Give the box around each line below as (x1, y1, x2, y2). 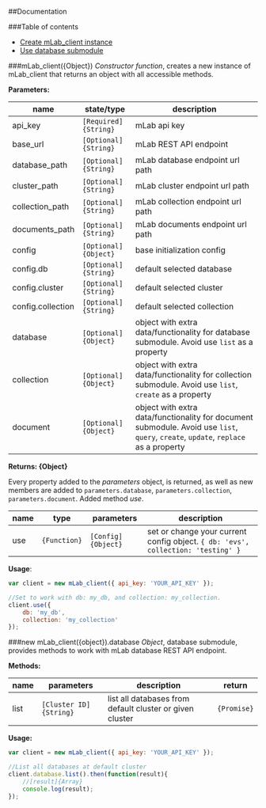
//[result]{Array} (22, 777, 83, 786)
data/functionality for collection (135, 370, 252, 380)
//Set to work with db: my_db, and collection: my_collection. (8, 594, 222, 601)
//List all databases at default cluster (8, 763, 147, 771)
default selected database (135, 264, 232, 274)
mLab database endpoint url (135, 154, 240, 165)
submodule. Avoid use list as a (135, 336, 253, 347)
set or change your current (147, 526, 247, 537)
